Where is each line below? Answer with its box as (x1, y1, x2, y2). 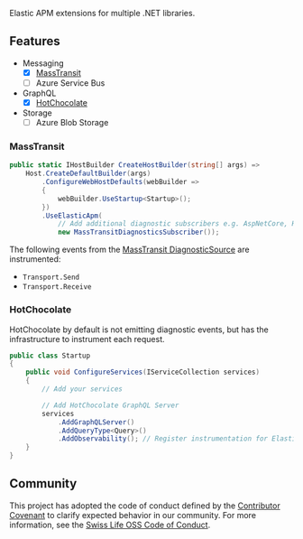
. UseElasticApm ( (41, 211, 103, 220)
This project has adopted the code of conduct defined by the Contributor (9, 500, 281, 511)
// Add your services (41, 385, 124, 394)
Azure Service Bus (35, 77, 106, 88)
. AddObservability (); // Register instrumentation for (57, 434, 269, 443)
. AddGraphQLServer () (57, 417, 135, 427)
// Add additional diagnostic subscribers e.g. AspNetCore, (57, 219, 289, 228)
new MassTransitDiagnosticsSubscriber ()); (57, 228, 220, 237)
